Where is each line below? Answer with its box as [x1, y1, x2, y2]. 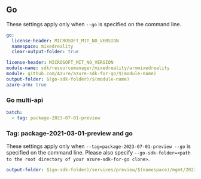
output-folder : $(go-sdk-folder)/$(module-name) [6, 76, 130, 82]
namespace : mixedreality [11, 43, 74, 50]
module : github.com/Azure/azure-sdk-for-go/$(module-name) [6, 71, 157, 77]
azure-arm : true [6, 82, 47, 88]
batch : [6, 109, 23, 115]
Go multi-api [6, 95, 44, 104]
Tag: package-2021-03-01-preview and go [6, 129, 133, 137]
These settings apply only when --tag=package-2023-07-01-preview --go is [6, 143, 191, 150]
